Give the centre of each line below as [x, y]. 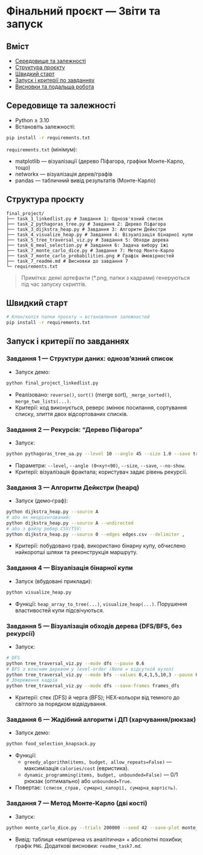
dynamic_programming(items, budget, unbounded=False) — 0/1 [101, 775]
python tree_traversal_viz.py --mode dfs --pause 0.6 [76, 663]
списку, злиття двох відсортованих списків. [72, 414]
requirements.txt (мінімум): [42, 149]
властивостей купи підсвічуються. [60, 610]
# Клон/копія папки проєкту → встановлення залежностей [78, 317]
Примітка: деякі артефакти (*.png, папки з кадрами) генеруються [105, 277]
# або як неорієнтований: [39, 517]
